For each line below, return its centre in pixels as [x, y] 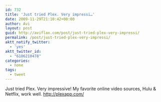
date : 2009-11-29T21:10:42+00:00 [40, 19]
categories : [17, 61]
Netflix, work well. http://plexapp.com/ [44, 94]
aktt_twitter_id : [23, 51]
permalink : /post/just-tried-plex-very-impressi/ [58, 38]
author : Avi [17, 24]
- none [16, 65]
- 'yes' [18, 47]
